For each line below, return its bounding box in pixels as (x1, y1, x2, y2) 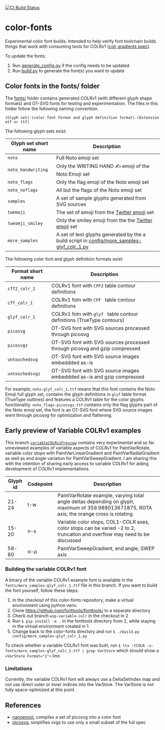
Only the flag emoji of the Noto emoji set (56, 178, 149, 185)
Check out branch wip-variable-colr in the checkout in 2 (12, 613, 129, 619)
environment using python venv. (12, 602, 78, 608)
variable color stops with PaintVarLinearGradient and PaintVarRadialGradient (5, 450, 160, 456)
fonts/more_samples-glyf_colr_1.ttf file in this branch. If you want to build (5, 582, 157, 588)
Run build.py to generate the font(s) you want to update (12, 68, 125, 73)
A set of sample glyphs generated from (56, 195, 146, 202)
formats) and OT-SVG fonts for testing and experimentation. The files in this (5, 100, 158, 106)
